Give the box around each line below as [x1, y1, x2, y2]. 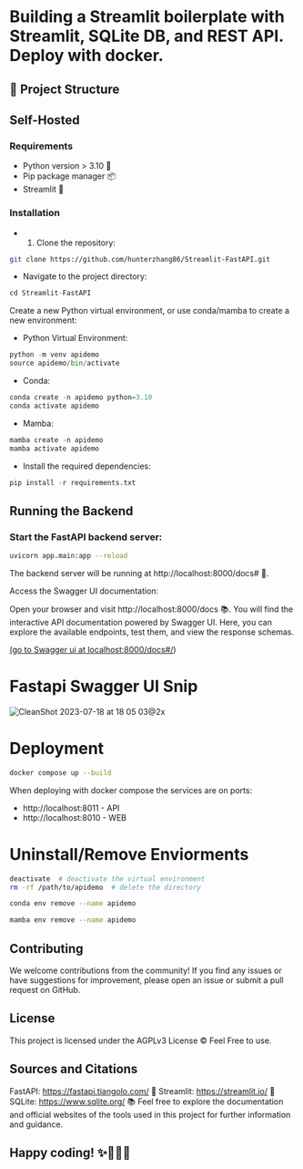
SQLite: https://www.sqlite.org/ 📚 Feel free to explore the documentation [9, 1096, 284, 1107]
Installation [9, 207, 61, 220]
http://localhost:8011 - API [22, 802, 120, 813]
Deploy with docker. [9, 46, 164, 66]
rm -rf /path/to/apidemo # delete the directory [9, 883, 202, 892]
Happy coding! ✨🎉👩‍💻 [9, 1145, 131, 1161]
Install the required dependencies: [22, 460, 152, 471]
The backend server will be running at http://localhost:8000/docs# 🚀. [9, 568, 269, 578]
